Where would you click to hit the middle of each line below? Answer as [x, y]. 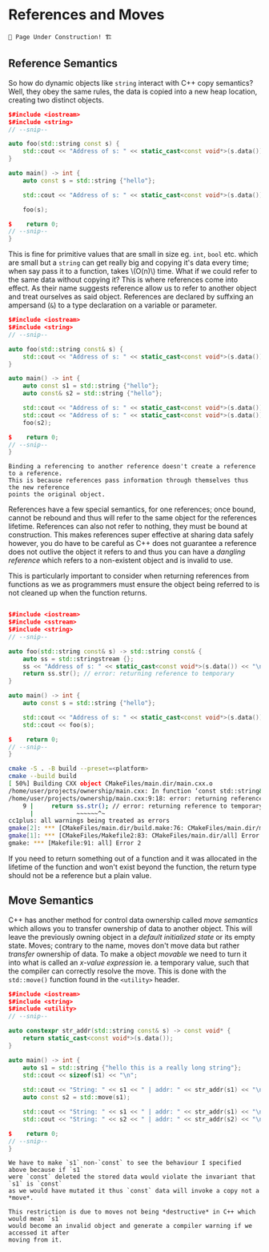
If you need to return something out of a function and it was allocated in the [133, 858]
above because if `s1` [46, 1170]
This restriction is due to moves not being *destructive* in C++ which [132, 1212]
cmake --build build [43, 776]
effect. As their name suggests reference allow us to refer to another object [132, 288]
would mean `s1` [35, 1219]
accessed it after [39, 1233]
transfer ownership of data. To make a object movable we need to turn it [128, 953]
